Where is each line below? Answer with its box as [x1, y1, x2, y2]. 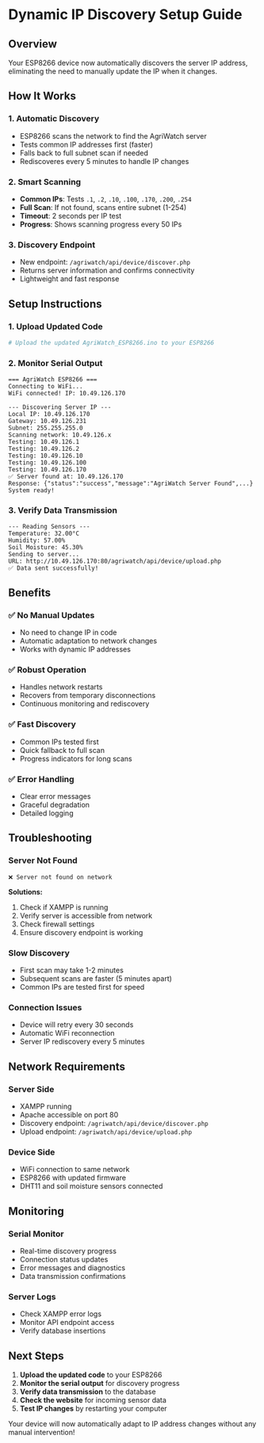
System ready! [8, 487, 55, 494]
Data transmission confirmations [19, 1271, 126, 1281]
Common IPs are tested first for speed [19, 983, 145, 991]
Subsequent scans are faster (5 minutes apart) [19, 974, 173, 983]
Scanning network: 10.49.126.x [8, 431, 112, 439]
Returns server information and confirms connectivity [19, 265, 195, 275]
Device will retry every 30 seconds [19, 1020, 134, 1029]
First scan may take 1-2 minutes [19, 965, 124, 975]
